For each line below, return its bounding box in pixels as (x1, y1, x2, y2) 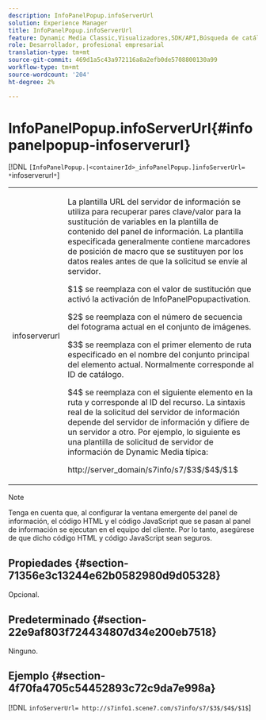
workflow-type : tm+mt (8, 64, 80, 71)
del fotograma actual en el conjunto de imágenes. (67, 321, 252, 333)
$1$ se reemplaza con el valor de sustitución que (67, 283, 252, 295)
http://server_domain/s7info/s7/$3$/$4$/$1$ (67, 464, 239, 476)
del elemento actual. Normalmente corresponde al (67, 359, 254, 370)
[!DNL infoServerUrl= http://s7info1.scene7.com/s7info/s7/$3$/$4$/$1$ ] (8, 703, 252, 712)
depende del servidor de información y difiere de (67, 417, 250, 428)
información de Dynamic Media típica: (67, 446, 208, 457)
